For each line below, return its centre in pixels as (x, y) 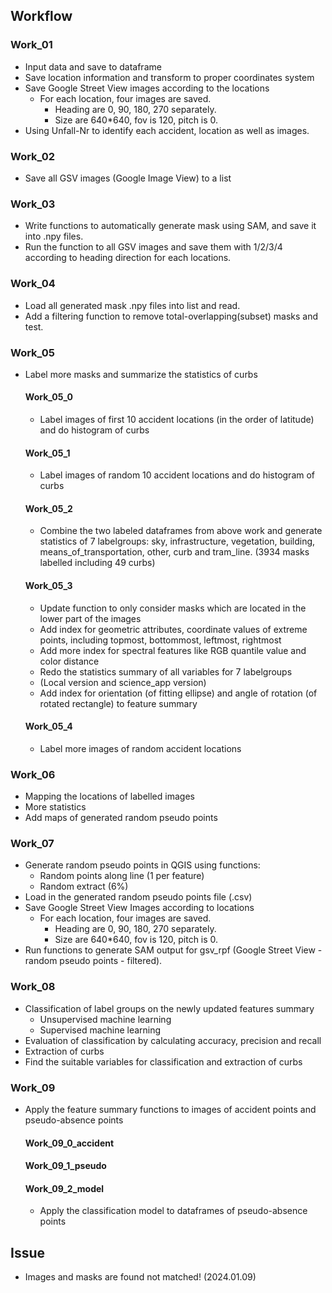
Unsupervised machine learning (105, 1019)
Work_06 (33, 774)
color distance (69, 661)
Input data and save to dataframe (93, 66)
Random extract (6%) (84, 886)
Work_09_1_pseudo (65, 1166)
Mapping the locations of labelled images (109, 796)
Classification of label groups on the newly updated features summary (169, 1008)
